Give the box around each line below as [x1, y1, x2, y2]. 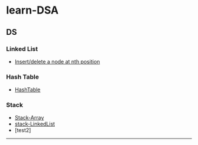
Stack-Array [14, 114, 44, 121]
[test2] [14, 127, 31, 134]
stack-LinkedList [14, 120, 55, 127]
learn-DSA [6, 4, 59, 17]
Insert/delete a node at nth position [14, 58, 100, 65]
